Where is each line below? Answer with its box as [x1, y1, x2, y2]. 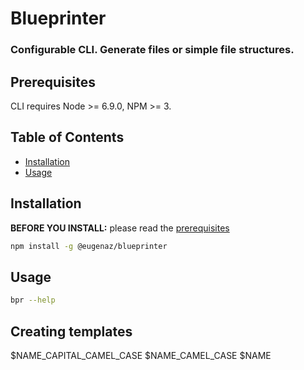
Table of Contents [10, 129, 125, 146]
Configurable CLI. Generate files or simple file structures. [10, 43, 295, 57]
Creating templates [10, 323, 133, 340]
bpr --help [10, 295, 56, 306]
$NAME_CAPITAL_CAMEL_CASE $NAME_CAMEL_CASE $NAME [10, 349, 272, 361]
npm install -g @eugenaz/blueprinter [10, 241, 168, 251]
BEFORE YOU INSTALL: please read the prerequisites [10, 222, 230, 234]
